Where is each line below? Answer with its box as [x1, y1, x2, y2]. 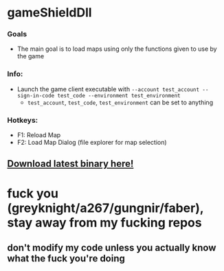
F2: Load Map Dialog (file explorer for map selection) [16, 139, 167, 147]
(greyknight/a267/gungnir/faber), [7, 200, 204, 215]
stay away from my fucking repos [7, 215, 202, 231]
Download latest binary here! [7, 158, 134, 169]
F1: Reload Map [16, 131, 61, 139]
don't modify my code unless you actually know [7, 242, 216, 254]
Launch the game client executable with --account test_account [16, 84, 200, 93]
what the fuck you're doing [7, 252, 126, 265]
